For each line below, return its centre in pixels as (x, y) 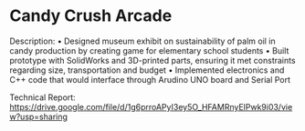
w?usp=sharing (39, 116)
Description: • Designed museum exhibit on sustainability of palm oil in (142, 41)
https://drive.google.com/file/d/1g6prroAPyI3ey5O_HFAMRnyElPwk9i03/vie (151, 106)
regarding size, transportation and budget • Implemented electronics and (147, 70)
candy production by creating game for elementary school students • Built (149, 50)
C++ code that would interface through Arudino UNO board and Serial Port (150, 79)
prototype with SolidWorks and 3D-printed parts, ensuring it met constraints (152, 60)
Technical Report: (42, 97)
